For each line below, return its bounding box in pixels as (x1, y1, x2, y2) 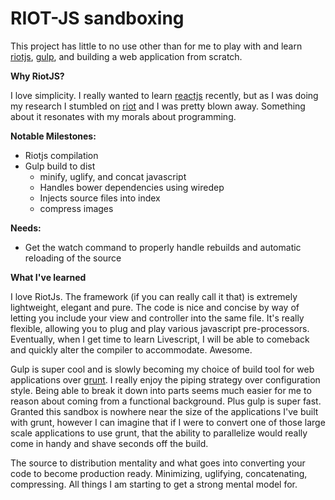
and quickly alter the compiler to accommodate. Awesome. (10, 343, 253, 356)
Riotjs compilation (24, 149, 99, 161)
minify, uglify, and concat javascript (39, 170, 187, 182)
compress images (39, 202, 114, 214)
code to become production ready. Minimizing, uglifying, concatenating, (10, 467, 308, 479)
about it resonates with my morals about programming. (10, 110, 237, 122)
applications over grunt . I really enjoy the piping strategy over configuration (10, 373, 321, 386)
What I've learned (10, 271, 87, 283)
